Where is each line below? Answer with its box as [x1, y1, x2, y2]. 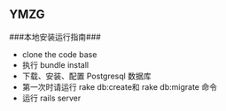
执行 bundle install [21, 59, 90, 70]
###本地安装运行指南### [9, 31, 102, 42]
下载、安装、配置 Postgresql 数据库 [21, 70, 152, 81]
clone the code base [21, 48, 97, 60]
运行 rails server [21, 92, 82, 103]
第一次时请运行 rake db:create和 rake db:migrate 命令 [21, 81, 217, 92]
